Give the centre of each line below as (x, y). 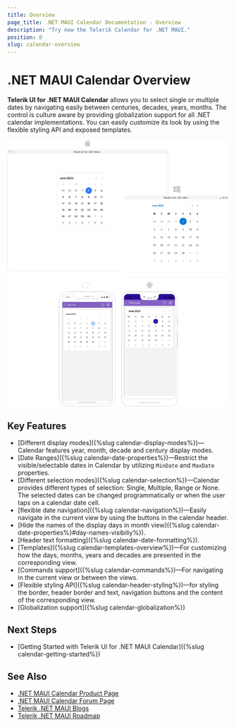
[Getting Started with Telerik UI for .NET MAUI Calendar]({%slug (111, 647)
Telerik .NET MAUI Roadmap (59, 716)
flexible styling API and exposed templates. (70, 130)
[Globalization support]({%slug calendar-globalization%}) (101, 608)
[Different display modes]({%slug (66, 443)
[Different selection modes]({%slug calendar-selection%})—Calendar (118, 480)
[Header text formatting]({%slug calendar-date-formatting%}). (108, 540)
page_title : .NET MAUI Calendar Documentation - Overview (94, 22)
